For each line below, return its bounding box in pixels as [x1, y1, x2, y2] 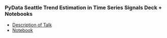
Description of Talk [12, 22, 52, 28]
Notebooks [5, 10, 33, 17]
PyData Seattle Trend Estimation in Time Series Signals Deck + [5, 4, 162, 11]
